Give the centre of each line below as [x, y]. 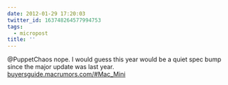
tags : [15, 26]
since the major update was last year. [61, 67]
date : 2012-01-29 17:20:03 [46, 14]
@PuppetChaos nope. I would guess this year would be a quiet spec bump [114, 59]
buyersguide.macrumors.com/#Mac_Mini [66, 75]
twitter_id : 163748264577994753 [54, 20]
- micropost [31, 33]
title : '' [22, 40]
